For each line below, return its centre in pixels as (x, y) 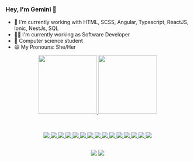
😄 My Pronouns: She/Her (45, 47)
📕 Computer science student (48, 41)
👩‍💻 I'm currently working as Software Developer (72, 35)
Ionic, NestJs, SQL (36, 28)
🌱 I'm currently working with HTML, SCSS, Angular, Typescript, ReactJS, (101, 22)
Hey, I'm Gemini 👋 (31, 9)
